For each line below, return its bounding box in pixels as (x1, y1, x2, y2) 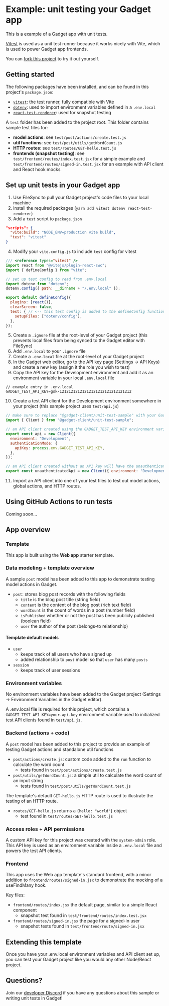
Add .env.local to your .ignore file (13, 348, 86, 354)
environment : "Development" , (10, 436, 71, 441)
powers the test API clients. (6, 848, 62, 854)
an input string (13, 777, 43, 783)
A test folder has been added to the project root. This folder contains (6, 119, 149, 125)
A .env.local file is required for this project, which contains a (6, 706, 129, 712)
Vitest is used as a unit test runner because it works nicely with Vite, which (6, 40, 160, 46)
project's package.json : (6, 89, 54, 95)
